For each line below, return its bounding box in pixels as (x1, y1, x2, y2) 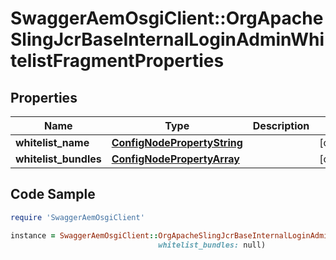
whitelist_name (15, 136, 90, 149)
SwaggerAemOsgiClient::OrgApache (10, 7, 324, 30)
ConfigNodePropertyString (111, 136, 243, 149)
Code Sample (10, 186, 96, 203)
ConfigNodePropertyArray (111, 152, 240, 166)
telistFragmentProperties (10, 50, 225, 72)
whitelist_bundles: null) (158, 240, 267, 250)
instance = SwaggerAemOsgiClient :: (10, 230, 159, 241)
